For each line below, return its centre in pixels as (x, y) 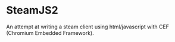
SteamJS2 (32, 10)
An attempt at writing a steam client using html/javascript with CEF (88, 27)
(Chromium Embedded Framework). (50, 33)
